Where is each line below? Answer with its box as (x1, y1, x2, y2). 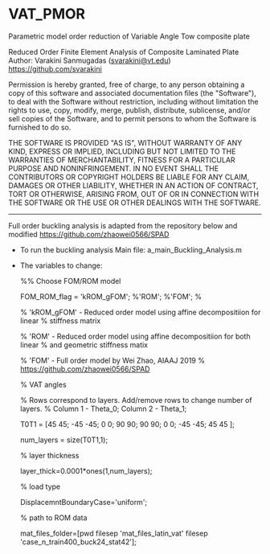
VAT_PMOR (8, 5, 86, 23)
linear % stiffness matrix (19, 315, 101, 326)
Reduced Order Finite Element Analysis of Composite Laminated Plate (8, 47, 239, 56)
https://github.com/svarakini (8, 64, 102, 73)
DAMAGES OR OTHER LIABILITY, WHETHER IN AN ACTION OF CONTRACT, (8, 180, 259, 190)
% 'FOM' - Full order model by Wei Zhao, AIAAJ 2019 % (19, 355, 205, 365)
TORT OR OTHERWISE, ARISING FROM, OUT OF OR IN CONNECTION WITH (8, 189, 260, 199)
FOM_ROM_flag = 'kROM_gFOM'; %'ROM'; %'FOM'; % (19, 291, 202, 302)
